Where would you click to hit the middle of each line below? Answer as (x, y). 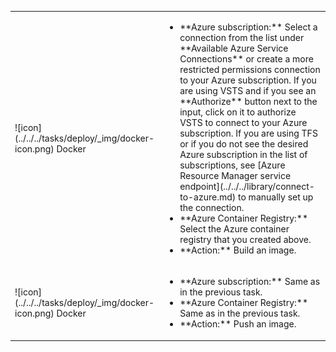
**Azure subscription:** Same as (250, 281)
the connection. (212, 207)
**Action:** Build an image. (238, 250)
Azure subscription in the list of (243, 154)
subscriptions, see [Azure (232, 165)
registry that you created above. (245, 239)
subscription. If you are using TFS (248, 133)
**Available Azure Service (234, 48)
